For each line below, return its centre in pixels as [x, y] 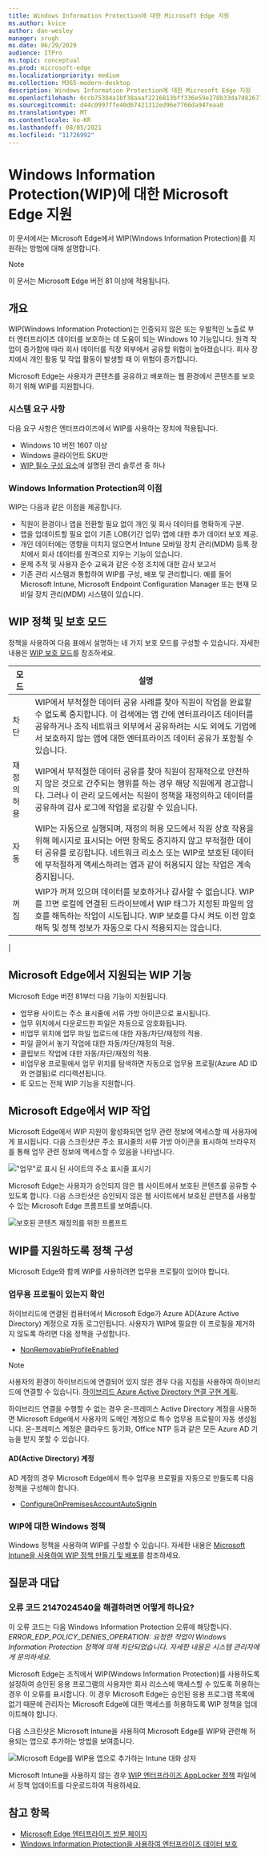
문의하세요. [34, 1656]
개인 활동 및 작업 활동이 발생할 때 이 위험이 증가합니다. [114, 359]
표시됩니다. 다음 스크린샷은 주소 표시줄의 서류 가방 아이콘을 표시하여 [122, 1142]
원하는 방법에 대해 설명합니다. [54, 248]
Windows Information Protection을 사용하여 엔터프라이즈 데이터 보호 [128, 1844]
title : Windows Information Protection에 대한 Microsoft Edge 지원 [119, 16]
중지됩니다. [54, 877]
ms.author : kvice [37, 23]
